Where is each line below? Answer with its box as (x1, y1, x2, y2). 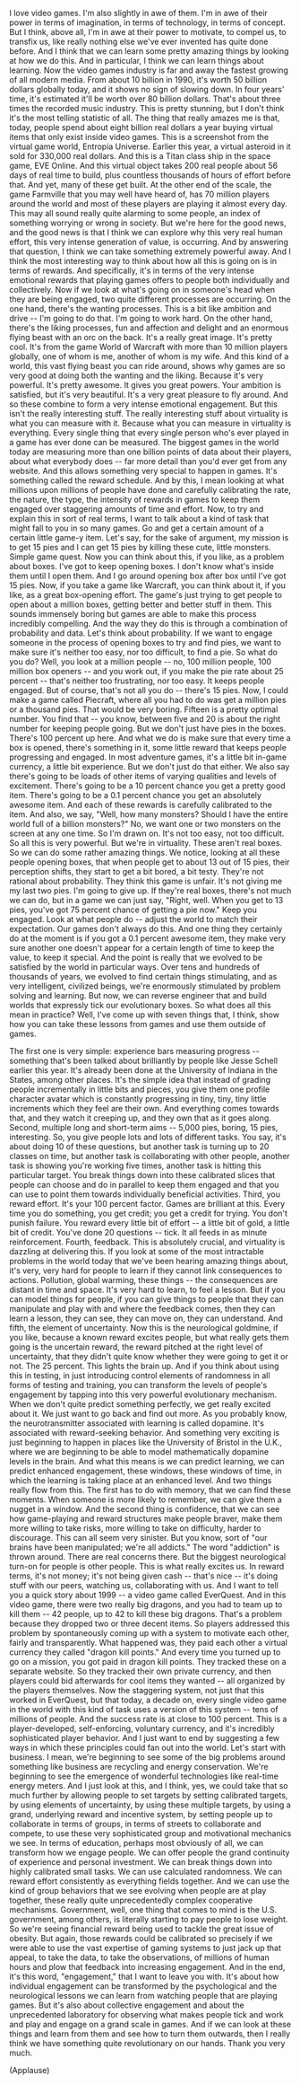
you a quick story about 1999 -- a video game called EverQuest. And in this (9, 1589, 287, 1600)
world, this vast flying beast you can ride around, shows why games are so (9, 361, 286, 371)
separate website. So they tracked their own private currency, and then (9, 1666, 271, 1676)
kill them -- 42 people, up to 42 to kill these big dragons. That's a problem (9, 1609, 283, 1619)
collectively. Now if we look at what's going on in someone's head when (9, 285, 276, 295)
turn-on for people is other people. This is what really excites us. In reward (9, 1561, 285, 1571)
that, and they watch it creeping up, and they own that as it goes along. (9, 1112, 271, 1123)
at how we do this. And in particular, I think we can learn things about (9, 56, 264, 66)
